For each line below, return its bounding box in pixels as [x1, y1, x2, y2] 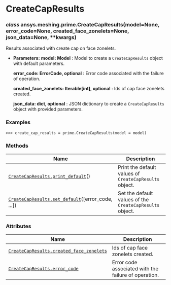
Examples [6, 119, 31, 126]
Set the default [118, 190, 153, 197]
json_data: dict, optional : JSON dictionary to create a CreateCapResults [13, 101, 164, 107]
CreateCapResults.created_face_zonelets [8, 248, 107, 254]
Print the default [118, 164, 156, 171]
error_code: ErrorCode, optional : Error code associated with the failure [13, 70, 164, 77]
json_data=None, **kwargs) [6, 34, 77, 41]
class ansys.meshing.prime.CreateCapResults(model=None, [6, 21, 160, 28]
